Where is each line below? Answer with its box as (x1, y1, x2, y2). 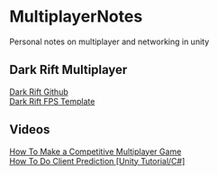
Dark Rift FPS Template (9, 96, 95, 106)
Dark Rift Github (9, 86, 69, 97)
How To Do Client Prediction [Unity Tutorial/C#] (9, 155, 186, 166)
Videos (9, 122, 50, 137)
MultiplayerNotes (9, 6, 143, 27)
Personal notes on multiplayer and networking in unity (9, 36, 210, 47)
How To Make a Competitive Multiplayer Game (9, 146, 182, 157)
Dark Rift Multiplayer (9, 62, 128, 78)
